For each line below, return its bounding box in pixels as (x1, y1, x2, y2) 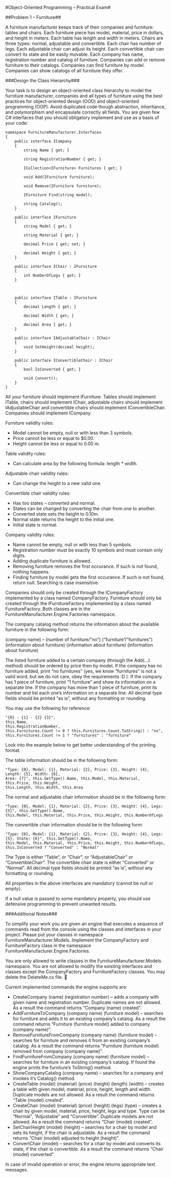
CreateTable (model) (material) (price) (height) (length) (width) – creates (12, 1081, 164, 1087)
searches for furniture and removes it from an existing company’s (12, 1037, 151, 1043)
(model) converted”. (12, 1151, 55, 1157)
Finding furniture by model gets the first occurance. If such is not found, (12, 574, 165, 580)
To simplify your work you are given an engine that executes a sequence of (5, 921, 163, 927)
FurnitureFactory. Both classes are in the (5, 606, 91, 612)
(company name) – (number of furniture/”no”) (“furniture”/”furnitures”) (5, 636, 153, 642)
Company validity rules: (5, 532, 55, 538)
